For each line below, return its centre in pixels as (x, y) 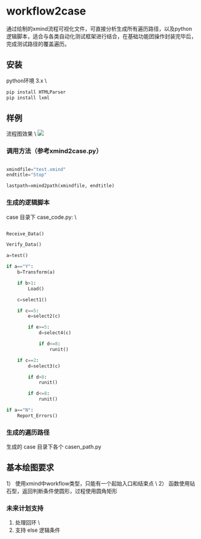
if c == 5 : (28, 310)
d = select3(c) (44, 366)
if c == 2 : (28, 360)
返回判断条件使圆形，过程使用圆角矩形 (70, 491)
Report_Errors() (38, 416)
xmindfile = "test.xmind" (36, 169)
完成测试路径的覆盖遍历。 (38, 44)
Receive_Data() (25, 234)
